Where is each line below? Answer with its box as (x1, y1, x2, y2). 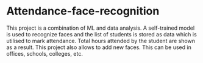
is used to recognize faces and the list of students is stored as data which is (6, 30, 197, 38)
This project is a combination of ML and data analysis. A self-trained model (6, 24, 195, 31)
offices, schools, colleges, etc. (6, 50, 84, 57)
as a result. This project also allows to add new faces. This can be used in (6, 44, 192, 51)
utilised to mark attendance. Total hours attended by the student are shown (6, 37, 195, 44)
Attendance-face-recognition (6, 4, 160, 18)
